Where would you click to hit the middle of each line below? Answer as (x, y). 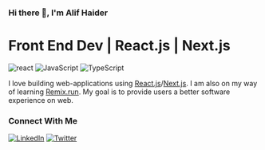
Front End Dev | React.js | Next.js (119, 46)
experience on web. (41, 100)
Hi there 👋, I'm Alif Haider (58, 13)
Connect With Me (43, 120)
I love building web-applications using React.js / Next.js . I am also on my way (133, 83)
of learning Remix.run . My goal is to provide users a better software (119, 92)
